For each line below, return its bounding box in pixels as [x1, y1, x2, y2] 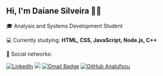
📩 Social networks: [6, 50, 53, 57]
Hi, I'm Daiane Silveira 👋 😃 [6, 6, 102, 16]
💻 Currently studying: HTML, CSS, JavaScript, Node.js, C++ [6, 37, 157, 44]
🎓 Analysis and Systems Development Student [6, 22, 123, 29]
